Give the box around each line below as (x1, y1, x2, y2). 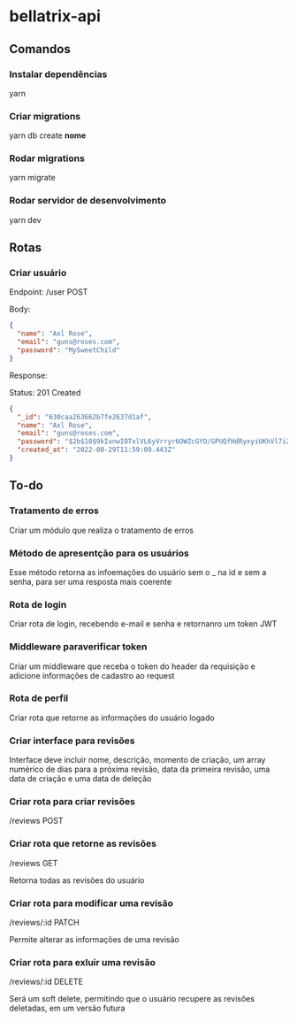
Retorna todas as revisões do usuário (9, 874, 145, 886)
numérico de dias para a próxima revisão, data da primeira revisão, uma (9, 764, 270, 775)
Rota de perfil (9, 692, 69, 704)
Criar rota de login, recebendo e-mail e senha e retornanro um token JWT (9, 619, 278, 629)
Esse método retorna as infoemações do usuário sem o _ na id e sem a (9, 566, 267, 577)
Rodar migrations (9, 152, 86, 165)
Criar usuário (9, 267, 67, 280)
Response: (9, 370, 49, 380)
